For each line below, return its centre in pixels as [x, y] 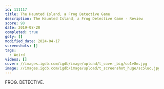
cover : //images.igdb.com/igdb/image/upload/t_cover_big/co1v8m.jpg [76, 64]
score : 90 [15, 23]
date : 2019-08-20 [23, 28]
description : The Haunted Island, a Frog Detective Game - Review [74, 18]
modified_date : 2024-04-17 [32, 41]
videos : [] [16, 59]
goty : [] [14, 37]
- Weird [17, 55]
